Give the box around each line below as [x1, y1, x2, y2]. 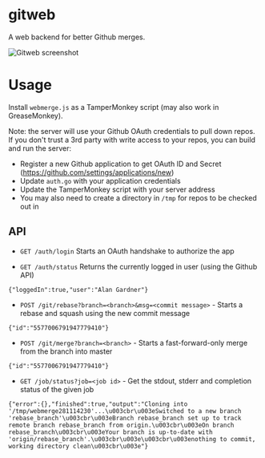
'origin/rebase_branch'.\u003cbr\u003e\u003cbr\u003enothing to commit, [8, 435, 256, 443]
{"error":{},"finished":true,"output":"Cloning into [8, 399, 188, 408]
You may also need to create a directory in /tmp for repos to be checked [19, 193, 258, 202]
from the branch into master [19, 347, 113, 356]
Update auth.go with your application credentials [19, 176, 182, 185]
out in [19, 201, 39, 211]
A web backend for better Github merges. [8, 32, 146, 42]
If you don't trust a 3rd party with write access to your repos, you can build [8, 135, 256, 144]
